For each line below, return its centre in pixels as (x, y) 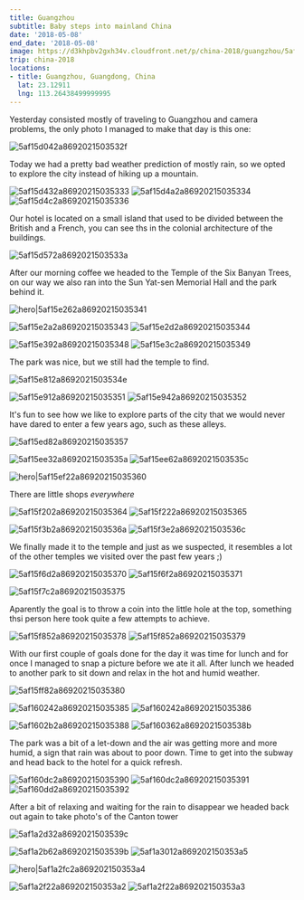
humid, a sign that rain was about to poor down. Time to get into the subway (152, 753)
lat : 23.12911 (44, 85)
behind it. (27, 291)
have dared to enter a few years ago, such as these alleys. (118, 424)
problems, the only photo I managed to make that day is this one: (130, 128)
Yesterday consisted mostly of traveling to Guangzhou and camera (133, 119)
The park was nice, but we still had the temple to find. (109, 362)
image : (22, 52)
